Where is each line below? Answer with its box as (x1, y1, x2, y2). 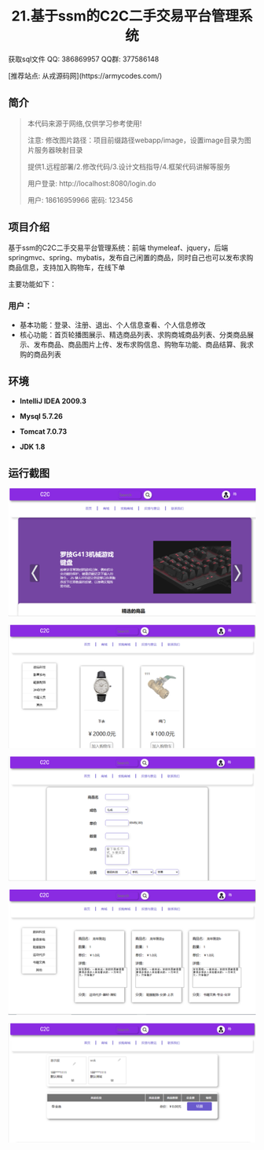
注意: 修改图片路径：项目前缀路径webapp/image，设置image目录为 (27, 135, 245, 145)
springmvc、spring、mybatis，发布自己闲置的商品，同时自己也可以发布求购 (8, 252, 254, 262)
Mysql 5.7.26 (19, 411, 63, 421)
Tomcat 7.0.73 (19, 426, 68, 436)
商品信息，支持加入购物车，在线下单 (8, 263, 126, 272)
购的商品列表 (19, 349, 61, 358)
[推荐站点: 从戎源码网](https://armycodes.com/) (8, 71, 163, 80)
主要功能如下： (8, 279, 57, 288)
